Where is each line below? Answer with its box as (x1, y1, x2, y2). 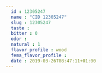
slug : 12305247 (11, 19, 51, 25)
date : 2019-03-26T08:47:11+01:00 (11, 58, 96, 64)
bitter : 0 (11, 31, 38, 36)
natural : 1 (11, 42, 41, 48)
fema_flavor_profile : (11, 52, 67, 58)
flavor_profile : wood (11, 47, 67, 53)
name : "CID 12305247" (11, 14, 67, 20)
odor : (11, 36, 27, 42)
